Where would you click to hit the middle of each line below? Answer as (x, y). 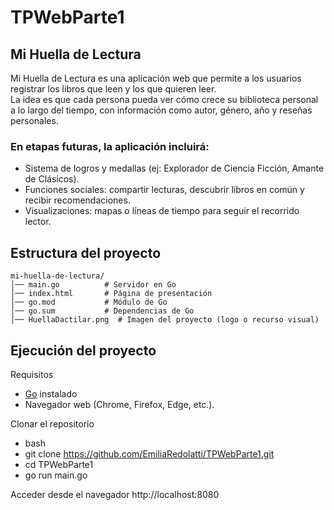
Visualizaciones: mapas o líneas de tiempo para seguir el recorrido (162, 211)
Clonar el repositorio (52, 423)
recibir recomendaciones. (77, 200)
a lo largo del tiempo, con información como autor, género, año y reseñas (161, 110)
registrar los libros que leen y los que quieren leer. (113, 89)
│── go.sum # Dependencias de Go (102, 311)
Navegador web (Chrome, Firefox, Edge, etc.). (119, 404)
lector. (38, 222)
